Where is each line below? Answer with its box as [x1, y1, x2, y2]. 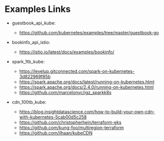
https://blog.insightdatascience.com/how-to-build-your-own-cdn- [19, 109, 155, 115]
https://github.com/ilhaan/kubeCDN [19, 130, 93, 136]
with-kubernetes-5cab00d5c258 [19, 114, 87, 120]
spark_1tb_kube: [11, 58, 45, 64]
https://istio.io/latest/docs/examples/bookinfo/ [19, 49, 115, 55]
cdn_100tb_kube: [11, 99, 47, 105]
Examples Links [4, 3, 71, 15]
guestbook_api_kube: [11, 20, 56, 26]
